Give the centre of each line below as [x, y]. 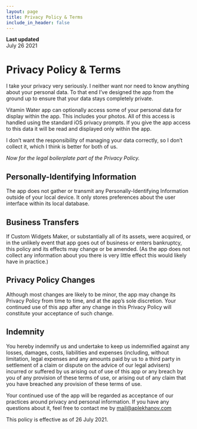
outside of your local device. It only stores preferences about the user [91, 197]
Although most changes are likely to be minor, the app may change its [91, 294]
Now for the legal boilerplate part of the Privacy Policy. [73, 158]
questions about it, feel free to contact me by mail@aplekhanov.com [89, 408]
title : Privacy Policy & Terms [45, 17]
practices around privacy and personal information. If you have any [88, 401]
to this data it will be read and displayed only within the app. [79, 129]
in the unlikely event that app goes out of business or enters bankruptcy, [94, 243]
